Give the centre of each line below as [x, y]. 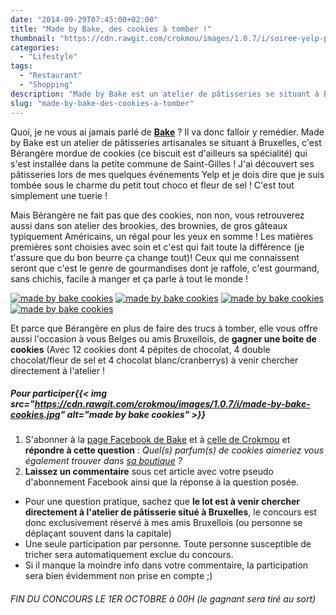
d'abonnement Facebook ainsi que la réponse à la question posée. [162, 482]
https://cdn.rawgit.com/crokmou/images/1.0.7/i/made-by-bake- [172, 404]
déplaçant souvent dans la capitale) [98, 533]
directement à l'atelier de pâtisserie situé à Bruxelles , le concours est [170, 512]
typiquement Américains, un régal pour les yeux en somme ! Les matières [162, 236]
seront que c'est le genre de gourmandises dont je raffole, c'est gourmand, [165, 268]
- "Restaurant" [51, 76]
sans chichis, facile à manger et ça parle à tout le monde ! [129, 278]
